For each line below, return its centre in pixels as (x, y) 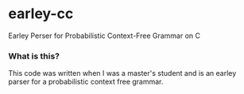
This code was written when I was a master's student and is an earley (122, 73)
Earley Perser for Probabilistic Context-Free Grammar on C (105, 36)
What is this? (34, 56)
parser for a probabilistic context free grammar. (86, 82)
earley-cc (41, 14)
